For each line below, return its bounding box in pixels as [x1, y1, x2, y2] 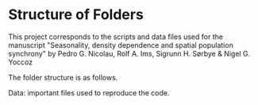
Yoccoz [8, 57, 33, 67]
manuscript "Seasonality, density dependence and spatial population [8, 40, 234, 49]
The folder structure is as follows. [8, 72, 118, 82]
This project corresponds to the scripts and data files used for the [8, 32, 224, 41]
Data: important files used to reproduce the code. [8, 87, 170, 97]
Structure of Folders [8, 6, 144, 24]
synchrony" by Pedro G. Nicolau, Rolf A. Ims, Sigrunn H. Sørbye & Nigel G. [8, 49, 251, 58]
